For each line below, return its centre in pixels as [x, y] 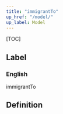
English [17, 74]
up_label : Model [26, 22]
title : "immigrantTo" [32, 11]
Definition [24, 105]
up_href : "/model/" [30, 17]
